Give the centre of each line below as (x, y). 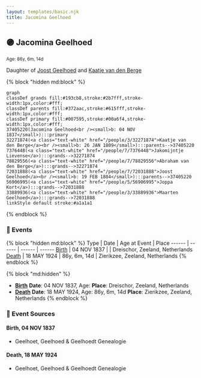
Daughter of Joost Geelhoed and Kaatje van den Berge (74, 70)
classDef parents (28, 109)
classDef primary (28, 119)
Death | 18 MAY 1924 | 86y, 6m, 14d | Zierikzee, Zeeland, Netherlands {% (97, 256)
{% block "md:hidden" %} (38, 274)
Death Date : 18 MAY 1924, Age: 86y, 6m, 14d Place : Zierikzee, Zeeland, (103, 292)
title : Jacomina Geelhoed (38, 17)
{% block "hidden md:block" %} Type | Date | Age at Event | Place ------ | (97, 243)
